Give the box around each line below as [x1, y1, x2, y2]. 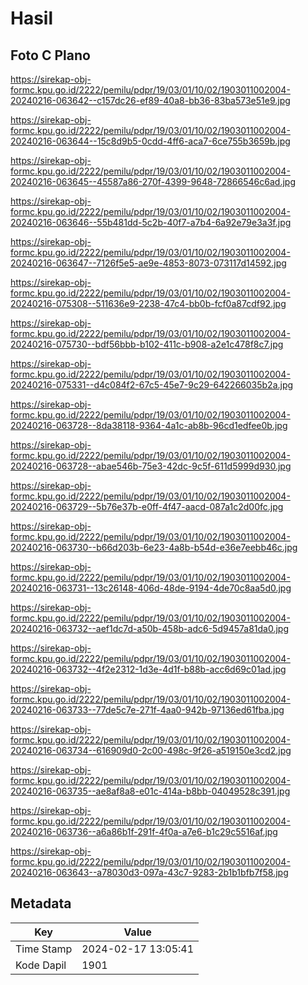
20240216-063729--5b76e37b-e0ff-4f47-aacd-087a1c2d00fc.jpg [10, 501, 284, 512]
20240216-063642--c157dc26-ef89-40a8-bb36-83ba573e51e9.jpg [10, 95, 291, 106]
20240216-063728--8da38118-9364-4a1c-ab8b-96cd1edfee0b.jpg [10, 420, 288, 431]
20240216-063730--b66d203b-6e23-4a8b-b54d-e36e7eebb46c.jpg [10, 542, 298, 553]
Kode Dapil [15, 958, 67, 972]
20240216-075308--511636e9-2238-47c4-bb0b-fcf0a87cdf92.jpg [10, 298, 287, 309]
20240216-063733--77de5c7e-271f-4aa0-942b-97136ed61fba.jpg [10, 704, 285, 716]
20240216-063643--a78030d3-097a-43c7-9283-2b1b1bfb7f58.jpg [10, 867, 289, 878]
